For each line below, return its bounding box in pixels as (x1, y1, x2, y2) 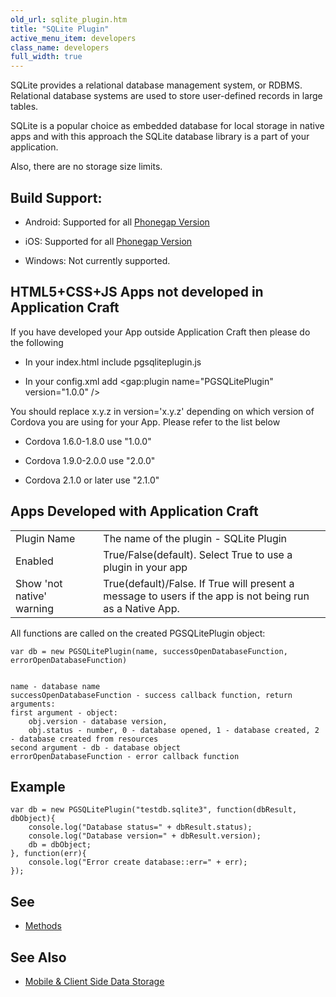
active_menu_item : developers (10, 33, 137, 43)
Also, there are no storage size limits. (10, 161, 163, 173)
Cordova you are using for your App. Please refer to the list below (10, 416, 281, 428)
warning (15, 601, 54, 615)
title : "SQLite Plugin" (10, 24, 110, 34)
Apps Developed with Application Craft (10, 503, 259, 520)
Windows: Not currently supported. (24, 254, 171, 266)
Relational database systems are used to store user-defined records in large (10, 90, 323, 102)
